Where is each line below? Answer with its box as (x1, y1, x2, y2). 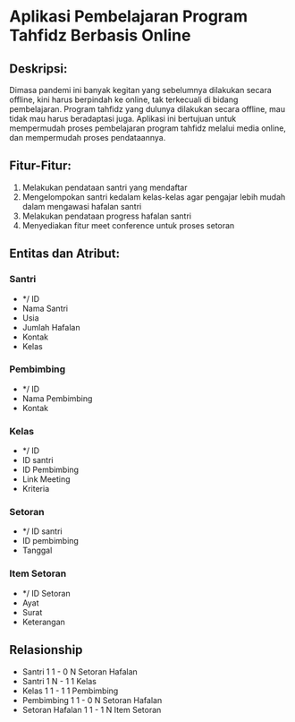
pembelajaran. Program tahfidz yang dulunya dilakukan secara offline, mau (9, 104, 286, 114)
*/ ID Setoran (21, 588, 71, 598)
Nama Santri (21, 303, 69, 314)
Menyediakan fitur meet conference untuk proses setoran (21, 219, 235, 230)
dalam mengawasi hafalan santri (21, 201, 142, 211)
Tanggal (21, 545, 53, 556)
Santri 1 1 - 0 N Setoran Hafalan (21, 666, 139, 677)
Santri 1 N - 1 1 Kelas (21, 675, 97, 686)
